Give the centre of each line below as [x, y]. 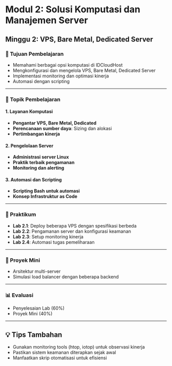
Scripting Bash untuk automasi [46, 191]
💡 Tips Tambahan [34, 334]
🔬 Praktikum [21, 215]
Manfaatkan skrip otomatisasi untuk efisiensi [60, 358]
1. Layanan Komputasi [29, 112]
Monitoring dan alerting [38, 168]
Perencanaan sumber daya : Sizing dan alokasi [62, 128]
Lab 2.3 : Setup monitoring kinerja [48, 236]
